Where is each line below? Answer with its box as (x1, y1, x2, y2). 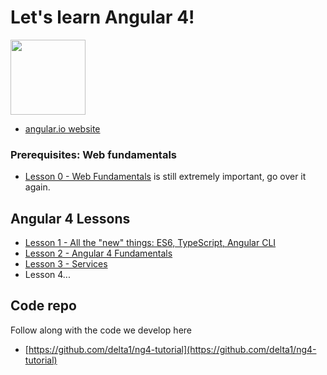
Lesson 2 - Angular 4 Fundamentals (24, 247, 173, 260)
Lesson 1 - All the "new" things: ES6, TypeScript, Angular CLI (24, 237, 277, 249)
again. (24, 181, 51, 193)
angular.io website (24, 122, 101, 135)
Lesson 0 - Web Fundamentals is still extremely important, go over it (24, 171, 307, 183)
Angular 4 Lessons (10, 210, 131, 227)
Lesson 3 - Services (24, 258, 108, 270)
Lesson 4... (24, 269, 71, 281)
